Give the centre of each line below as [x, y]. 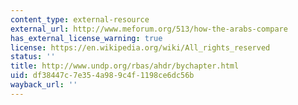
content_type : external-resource [80, 19]
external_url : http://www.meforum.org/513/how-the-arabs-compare [149, 29]
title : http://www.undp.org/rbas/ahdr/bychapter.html [125, 66]
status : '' [33, 57]
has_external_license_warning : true [86, 38]
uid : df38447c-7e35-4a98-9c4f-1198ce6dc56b [102, 76]
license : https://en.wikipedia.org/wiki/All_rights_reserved [140, 47]
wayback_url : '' [44, 85]
